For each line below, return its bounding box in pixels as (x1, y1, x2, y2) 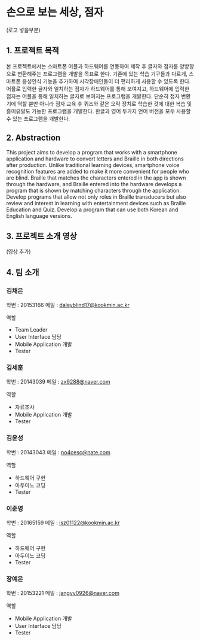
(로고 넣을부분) (6, 26, 41, 34)
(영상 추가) (6, 248, 31, 255)
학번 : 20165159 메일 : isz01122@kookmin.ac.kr (6, 519, 120, 526)
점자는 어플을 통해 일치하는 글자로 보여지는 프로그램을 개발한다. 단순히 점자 (6, 92, 180, 99)
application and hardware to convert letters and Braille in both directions (6, 155, 184, 162)
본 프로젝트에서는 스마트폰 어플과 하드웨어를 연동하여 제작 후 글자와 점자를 (6, 62, 179, 69)
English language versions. (6, 212, 73, 219)
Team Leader (14, 326, 48, 333)
